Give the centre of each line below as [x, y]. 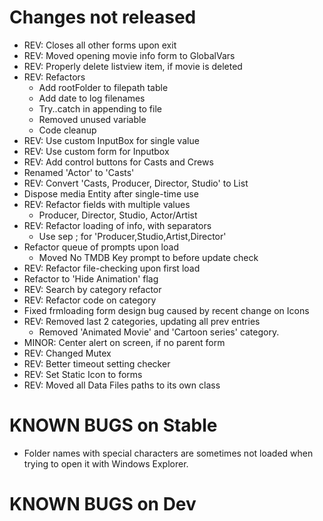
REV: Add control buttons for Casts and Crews [118, 162]
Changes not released [103, 17]
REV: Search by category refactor [92, 289]
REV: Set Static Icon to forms [83, 374]
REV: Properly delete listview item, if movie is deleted [133, 66]
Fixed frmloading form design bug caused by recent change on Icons [166, 310]
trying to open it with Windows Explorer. [106, 463]
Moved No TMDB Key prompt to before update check [148, 257]
